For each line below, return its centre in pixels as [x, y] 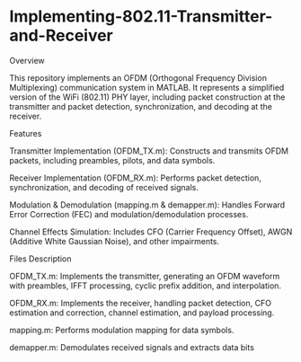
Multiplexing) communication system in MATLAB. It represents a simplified [147, 87]
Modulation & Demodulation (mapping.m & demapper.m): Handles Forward [147, 205]
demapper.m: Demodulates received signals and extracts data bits [132, 347]
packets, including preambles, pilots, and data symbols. [112, 160]
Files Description [40, 259]
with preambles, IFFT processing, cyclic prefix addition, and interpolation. [145, 286]
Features [26, 133]
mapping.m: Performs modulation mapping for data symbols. [122, 330]
